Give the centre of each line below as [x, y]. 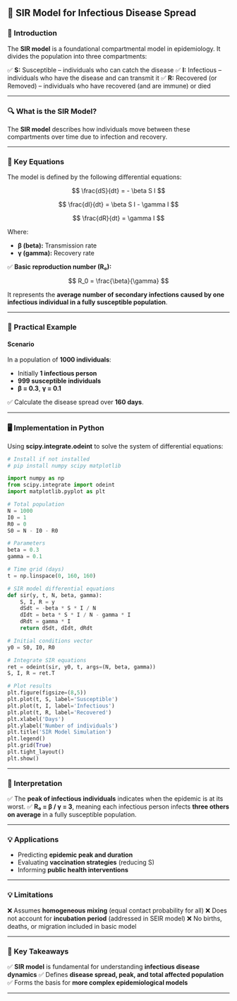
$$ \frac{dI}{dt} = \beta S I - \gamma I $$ [119, 204]
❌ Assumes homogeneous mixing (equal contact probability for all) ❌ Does [117, 910]
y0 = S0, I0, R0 [31, 647]
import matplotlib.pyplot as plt [56, 492]
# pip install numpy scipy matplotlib [64, 465]
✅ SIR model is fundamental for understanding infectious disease [103, 967]
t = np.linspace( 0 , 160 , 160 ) [52, 576]
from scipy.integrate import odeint [61, 485]
